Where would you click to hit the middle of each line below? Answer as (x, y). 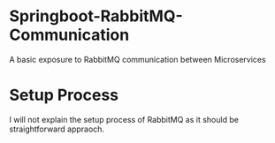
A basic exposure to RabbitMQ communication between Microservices (138, 59)
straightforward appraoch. (57, 129)
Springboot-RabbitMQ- (96, 16)
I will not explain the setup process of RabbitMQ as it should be (124, 119)
